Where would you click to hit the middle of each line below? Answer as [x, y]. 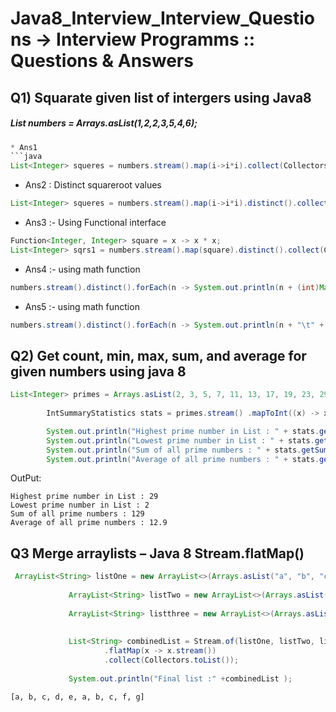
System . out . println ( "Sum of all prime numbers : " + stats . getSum [187, 450]
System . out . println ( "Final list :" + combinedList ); [180, 678]
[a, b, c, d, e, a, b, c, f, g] [77, 697]
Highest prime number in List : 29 [84, 497]
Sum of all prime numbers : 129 [77, 514]
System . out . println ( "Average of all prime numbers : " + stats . [183, 459]
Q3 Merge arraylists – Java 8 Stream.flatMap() [157, 553]
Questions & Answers [102, 61]
